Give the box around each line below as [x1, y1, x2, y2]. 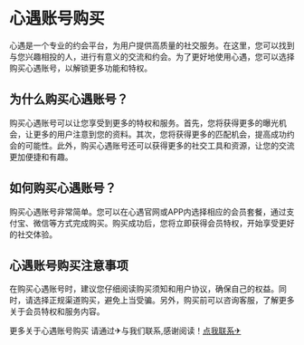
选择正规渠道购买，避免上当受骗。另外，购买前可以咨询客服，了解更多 [33, 295, 295, 306]
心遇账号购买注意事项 [9, 257, 128, 273]
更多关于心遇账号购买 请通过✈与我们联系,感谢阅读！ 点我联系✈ [9, 325, 242, 336]
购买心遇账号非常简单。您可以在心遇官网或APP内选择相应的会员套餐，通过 [9, 206, 287, 217]
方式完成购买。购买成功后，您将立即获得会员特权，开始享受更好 [56, 217, 295, 228]
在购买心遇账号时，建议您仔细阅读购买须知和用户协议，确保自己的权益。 [9, 283, 279, 294]
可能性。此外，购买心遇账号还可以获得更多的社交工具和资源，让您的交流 [24, 139, 295, 150]
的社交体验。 [9, 228, 57, 240]
